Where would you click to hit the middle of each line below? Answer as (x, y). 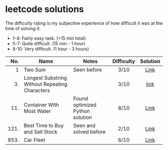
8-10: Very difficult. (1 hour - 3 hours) (50, 49)
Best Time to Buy (44, 125)
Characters (37, 90)
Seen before (88, 70)
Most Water (37, 111)
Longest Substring (45, 78)
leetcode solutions (44, 9)
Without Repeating (45, 84)
